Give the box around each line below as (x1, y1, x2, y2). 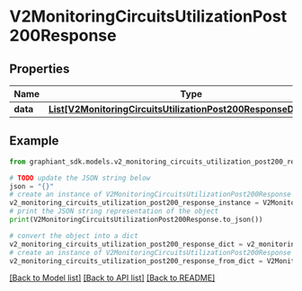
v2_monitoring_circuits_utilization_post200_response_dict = (9, 240, 244, 249)
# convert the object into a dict (9, 231, 139, 240)
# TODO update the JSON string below (9, 173, 151, 182)
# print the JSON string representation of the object (9, 207, 219, 216)
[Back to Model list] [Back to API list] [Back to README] (9, 272, 216, 284)
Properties (9, 61, 70, 76)
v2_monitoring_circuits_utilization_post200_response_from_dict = (9, 256, 263, 266)
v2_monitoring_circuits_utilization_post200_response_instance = (9, 198, 259, 207)
